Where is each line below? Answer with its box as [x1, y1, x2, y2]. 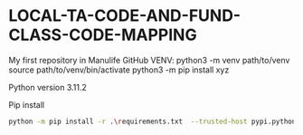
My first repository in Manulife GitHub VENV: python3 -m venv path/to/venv [8, 54, 290, 65]
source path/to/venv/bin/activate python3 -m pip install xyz [8, 64, 230, 75]
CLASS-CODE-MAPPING [8, 24, 197, 45]
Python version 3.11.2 [8, 82, 88, 92]
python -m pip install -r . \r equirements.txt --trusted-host [8, 117, 248, 126]
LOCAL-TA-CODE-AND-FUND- [8, 5, 241, 26]
